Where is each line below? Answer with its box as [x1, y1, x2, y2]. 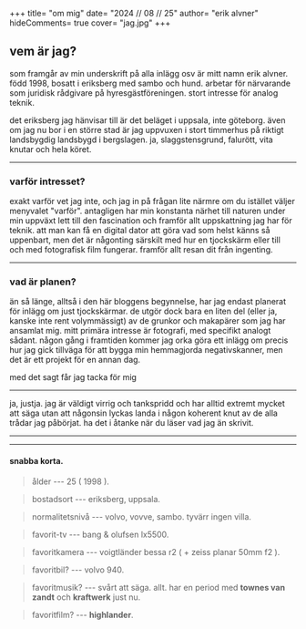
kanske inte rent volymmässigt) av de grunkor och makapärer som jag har [9, 315, 286, 326]
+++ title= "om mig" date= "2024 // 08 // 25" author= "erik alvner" [9, 8, 260, 18]
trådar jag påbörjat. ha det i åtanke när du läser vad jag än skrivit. [9, 418, 254, 428]
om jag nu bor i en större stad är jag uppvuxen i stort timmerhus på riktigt [9, 124, 284, 135]
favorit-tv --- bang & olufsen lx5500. [31, 529, 169, 540]
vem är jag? [9, 44, 77, 59]
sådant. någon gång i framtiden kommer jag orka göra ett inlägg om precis [9, 335, 289, 345]
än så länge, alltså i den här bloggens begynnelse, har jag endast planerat [9, 296, 287, 307]
